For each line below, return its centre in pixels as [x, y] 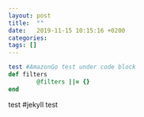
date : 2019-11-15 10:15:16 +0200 [67, 30]
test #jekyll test [33, 104]
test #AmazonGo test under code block [72, 67]
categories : [28, 38]
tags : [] [23, 45]
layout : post [30, 16]
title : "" [26, 23]
